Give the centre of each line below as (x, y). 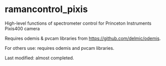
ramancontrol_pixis (46, 9)
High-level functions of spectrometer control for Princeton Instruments (78, 23)
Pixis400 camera (22, 28)
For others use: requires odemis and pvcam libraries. (60, 48)
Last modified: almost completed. (39, 58)
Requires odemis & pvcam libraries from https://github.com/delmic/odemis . (83, 38)
